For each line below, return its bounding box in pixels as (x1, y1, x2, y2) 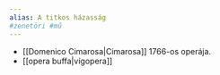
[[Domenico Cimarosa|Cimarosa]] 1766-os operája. (22, 46, 212, 56)
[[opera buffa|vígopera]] (22, 55, 113, 66)
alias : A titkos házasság (9, 12, 106, 22)
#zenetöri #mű (9, 21, 63, 30)
